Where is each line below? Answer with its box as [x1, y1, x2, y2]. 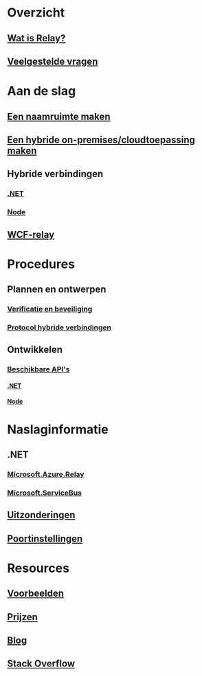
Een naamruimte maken [7, 110, 111, 122]
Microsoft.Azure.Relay [7, 469, 85, 479]
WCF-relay [7, 229, 55, 240]
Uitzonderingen [7, 509, 76, 521]
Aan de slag [7, 83, 76, 99]
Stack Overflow [7, 658, 76, 670]
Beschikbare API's [7, 365, 70, 374]
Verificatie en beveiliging [7, 305, 93, 314]
